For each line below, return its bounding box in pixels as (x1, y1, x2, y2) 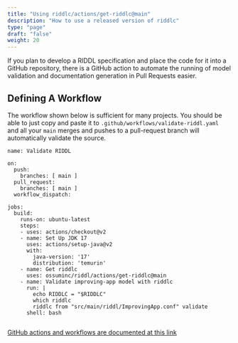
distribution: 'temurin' (33, 259, 107, 267)
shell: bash (26, 309, 62, 317)
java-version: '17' (33, 253, 91, 260)
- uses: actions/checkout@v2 (20, 228, 107, 236)
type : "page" (7, 23, 46, 31)
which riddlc (33, 297, 72, 304)
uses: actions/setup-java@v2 (26, 241, 113, 248)
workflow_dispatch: (13, 191, 72, 198)
